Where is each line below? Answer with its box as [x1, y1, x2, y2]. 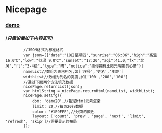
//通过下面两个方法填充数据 [23, 80, 73, 85]
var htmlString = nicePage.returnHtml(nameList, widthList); [23, 89, 155, 94]
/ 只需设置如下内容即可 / [5, 35, 53, 41]
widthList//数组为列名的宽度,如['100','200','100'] [23, 75, 128, 80]
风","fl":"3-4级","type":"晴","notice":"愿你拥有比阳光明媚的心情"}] [5, 63, 144, 69]
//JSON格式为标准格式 [23, 47, 64, 53]
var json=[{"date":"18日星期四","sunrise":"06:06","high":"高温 [23, 53, 157, 58]
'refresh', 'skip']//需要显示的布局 [5, 119, 77, 124]
